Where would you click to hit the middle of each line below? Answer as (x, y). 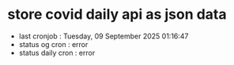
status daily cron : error (57, 52)
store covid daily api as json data (117, 14)
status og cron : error (53, 44)
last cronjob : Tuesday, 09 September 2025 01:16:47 (104, 36)
